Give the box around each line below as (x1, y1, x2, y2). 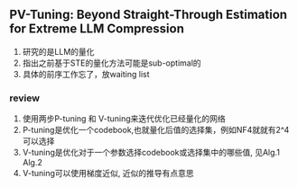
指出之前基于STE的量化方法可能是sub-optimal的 (22, 58, 201, 68)
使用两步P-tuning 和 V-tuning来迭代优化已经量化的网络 (22, 113, 226, 124)
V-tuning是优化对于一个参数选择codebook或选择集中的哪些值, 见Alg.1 (22, 147, 280, 158)
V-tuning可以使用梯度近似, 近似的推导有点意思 (22, 168, 194, 179)
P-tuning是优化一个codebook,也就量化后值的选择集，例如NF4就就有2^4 (22, 125, 290, 136)
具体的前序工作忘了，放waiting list (22, 68, 151, 79)
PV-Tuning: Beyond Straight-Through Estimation (9, 7, 287, 22)
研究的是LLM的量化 (22, 46, 95, 57)
